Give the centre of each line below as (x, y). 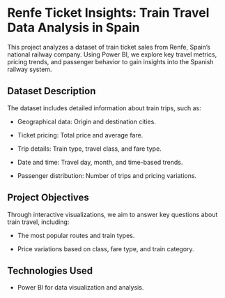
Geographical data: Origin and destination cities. (87, 121)
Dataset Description (52, 91)
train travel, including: (38, 222)
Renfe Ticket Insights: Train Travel (108, 13)
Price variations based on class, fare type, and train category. (106, 248)
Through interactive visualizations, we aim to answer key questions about (113, 214)
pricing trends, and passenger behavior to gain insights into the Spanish (110, 61)
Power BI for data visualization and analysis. (80, 288)
